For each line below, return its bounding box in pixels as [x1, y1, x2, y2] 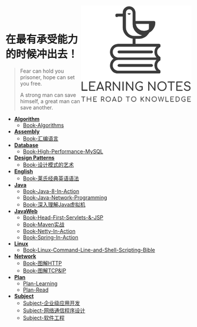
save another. [19, 104, 54, 111]
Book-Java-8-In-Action [22, 188, 80, 195]
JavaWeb [14, 207, 38, 214]
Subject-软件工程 [22, 314, 65, 321]
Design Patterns [14, 154, 55, 161]
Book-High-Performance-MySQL [22, 148, 104, 155]
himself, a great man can [19, 97, 80, 104]
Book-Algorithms [22, 122, 64, 129]
